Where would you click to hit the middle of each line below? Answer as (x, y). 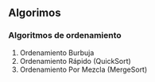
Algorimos (35, 13)
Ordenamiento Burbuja (57, 52)
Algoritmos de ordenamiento (65, 35)
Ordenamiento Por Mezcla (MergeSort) (83, 69)
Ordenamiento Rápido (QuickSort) (75, 61)
